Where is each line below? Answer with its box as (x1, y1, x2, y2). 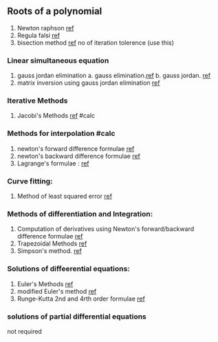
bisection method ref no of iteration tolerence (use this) (17, 38, 174, 47)
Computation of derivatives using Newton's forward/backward (17, 225, 195, 233)
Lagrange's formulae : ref (17, 159, 89, 168)
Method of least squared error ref (17, 192, 112, 200)
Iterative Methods (7, 96, 68, 105)
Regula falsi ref (17, 31, 61, 39)
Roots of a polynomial (7, 6, 102, 17)
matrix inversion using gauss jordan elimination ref (17, 79, 160, 87)
